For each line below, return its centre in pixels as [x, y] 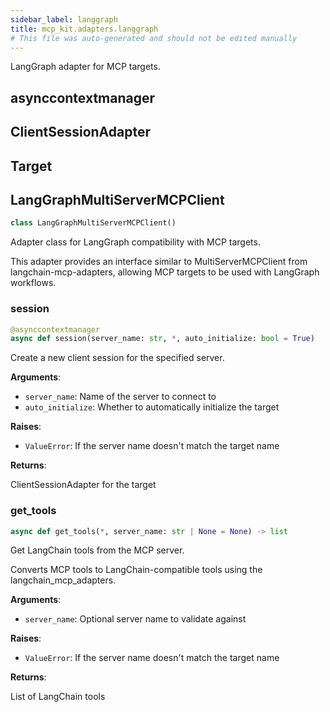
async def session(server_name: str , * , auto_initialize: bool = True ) [162, 339]
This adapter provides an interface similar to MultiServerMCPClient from [159, 262]
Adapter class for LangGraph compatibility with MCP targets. [135, 242]
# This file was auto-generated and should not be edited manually [154, 38]
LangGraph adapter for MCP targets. [85, 67]
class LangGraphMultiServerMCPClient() [93, 223]
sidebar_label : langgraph [64, 19]
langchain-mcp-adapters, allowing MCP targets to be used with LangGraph [165, 272]
